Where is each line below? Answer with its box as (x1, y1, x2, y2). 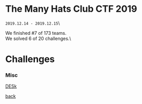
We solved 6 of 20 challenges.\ (5, 35, 71, 41)
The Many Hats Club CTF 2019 (5, 3, 137, 15)
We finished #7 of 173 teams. (5, 30, 67, 36)
